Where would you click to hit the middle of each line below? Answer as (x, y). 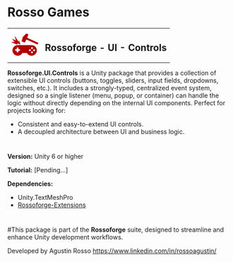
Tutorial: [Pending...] (38, 170)
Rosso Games (48, 12)
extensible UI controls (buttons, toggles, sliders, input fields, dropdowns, (113, 81)
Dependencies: (30, 184)
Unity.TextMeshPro (45, 198)
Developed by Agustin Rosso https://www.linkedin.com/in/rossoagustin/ (112, 251)
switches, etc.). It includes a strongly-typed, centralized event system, (109, 88)
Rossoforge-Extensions (52, 205)
